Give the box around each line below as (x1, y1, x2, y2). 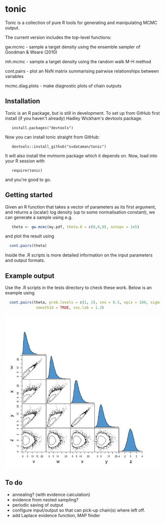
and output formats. (5, 258, 45, 263)
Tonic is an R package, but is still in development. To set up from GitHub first (5, 110, 160, 116)
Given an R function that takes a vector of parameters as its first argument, (5, 204, 156, 209)
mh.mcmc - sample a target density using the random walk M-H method (5, 58, 151, 64)
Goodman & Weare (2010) (5, 49, 57, 55)
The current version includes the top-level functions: (5, 34, 111, 40)
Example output (5, 271, 55, 280)
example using (5, 290, 35, 296)
